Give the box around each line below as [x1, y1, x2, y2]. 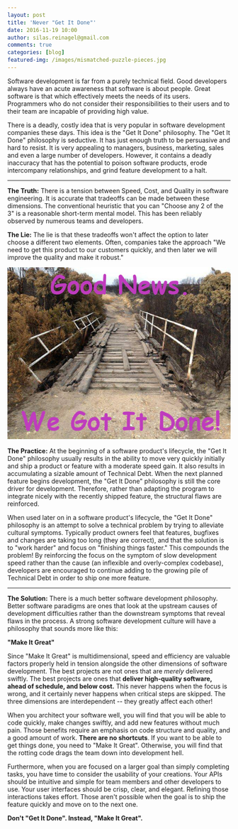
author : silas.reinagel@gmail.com [7, 34, 110, 41]
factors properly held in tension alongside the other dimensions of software [7, 659, 228, 668]
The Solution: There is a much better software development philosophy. [7, 594, 218, 602]
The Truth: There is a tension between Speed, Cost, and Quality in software [7, 186, 229, 195]
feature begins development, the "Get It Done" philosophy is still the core [7, 477, 221, 485]
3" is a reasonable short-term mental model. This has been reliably [7, 209, 203, 217]
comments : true [7, 41, 52, 49]
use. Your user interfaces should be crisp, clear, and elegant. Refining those [7, 785, 229, 793]
